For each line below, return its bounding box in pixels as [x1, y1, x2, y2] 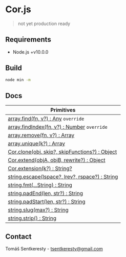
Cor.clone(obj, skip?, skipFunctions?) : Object [8, 148, 117, 155]
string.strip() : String [8, 215, 57, 222]
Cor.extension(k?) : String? [8, 165, 73, 172]
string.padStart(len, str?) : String [8, 198, 86, 205]
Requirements [5, 35, 51, 44]
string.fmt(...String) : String [8, 181, 73, 189]
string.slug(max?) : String [8, 206, 69, 214]
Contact [5, 232, 32, 241]
